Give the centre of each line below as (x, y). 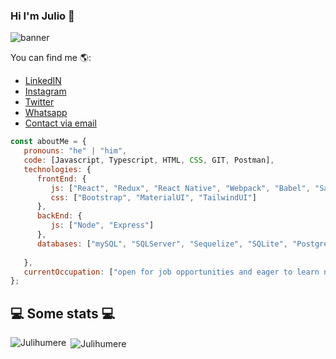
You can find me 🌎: (51, 58)
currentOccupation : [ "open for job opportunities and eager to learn (171, 272)
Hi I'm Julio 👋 (42, 16)
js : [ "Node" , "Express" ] (102, 225)
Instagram (45, 91)
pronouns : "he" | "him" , (75, 151)
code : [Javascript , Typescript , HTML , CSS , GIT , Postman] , (149, 160)
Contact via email (60, 123)
